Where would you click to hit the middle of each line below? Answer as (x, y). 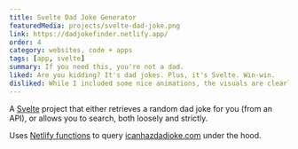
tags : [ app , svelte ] (47, 59)
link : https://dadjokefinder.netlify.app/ (89, 34)
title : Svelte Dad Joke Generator (73, 17)
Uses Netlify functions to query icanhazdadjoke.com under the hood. (135, 135)
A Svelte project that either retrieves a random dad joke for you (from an (141, 108)
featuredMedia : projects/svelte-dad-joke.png (94, 26)
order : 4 (25, 42)
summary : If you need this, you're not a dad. (97, 67)
